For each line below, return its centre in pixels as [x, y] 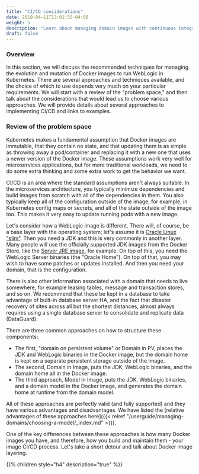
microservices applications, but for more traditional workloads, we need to [97, 165]
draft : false [22, 34]
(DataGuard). [22, 319]
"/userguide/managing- [155, 416]
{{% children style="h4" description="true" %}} [65, 464]
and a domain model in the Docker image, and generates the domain [98, 386]
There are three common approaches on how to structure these [84, 330]
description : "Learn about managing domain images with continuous [91, 28]
